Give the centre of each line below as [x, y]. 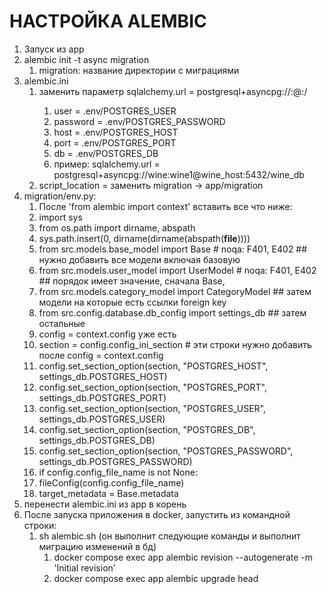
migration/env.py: [60, 196]
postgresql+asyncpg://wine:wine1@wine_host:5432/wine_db [179, 174]
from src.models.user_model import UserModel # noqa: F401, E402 [177, 270]
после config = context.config [101, 355]
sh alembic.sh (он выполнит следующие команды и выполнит [169, 536]
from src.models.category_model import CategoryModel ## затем [175, 291]
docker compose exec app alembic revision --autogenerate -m [183, 557]
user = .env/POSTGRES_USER [115, 111]
